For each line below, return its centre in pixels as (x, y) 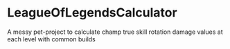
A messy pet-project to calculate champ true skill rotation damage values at (115, 32)
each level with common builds (51, 39)
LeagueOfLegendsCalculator (92, 13)
